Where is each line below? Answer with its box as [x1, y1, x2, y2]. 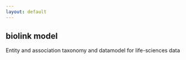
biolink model [5, 31, 58, 41]
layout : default [5, 8, 47, 15]
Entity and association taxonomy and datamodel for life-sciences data [5, 47, 181, 54]
